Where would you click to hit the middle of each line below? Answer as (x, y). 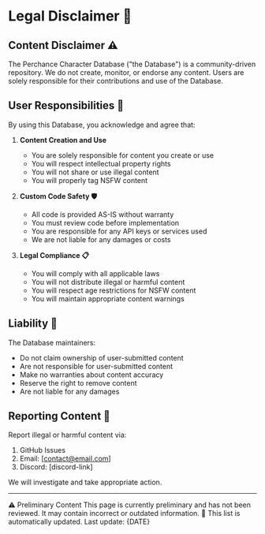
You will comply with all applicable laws (95, 273)
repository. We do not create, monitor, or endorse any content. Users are (126, 73)
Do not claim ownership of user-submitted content (101, 357)
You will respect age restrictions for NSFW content (114, 290)
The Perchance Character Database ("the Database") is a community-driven (132, 64)
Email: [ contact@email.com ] (65, 459)
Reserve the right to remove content (78, 383)
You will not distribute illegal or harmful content (108, 282)
